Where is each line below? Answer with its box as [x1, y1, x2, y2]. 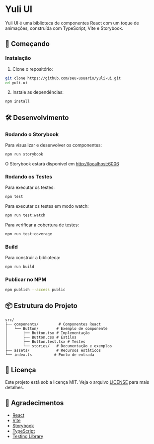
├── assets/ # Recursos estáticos [5, 348, 101, 353]
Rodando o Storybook [5, 131, 59, 138]
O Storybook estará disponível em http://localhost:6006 [5, 160, 119, 166]
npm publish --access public [5, 288, 66, 293]
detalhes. [5, 384, 24, 390]
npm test [5, 194, 23, 199]
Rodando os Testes [5, 173, 53, 180]
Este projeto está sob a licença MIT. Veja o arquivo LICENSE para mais [5, 379, 150, 385]
